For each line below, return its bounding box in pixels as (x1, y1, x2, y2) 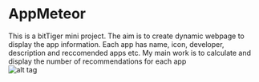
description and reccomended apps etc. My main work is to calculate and (8, 48, 251, 57)
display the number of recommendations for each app (8, 57, 187, 66)
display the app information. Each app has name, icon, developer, (8, 39, 225, 49)
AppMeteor (8, 5, 87, 23)
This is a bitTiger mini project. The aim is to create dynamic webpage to (8, 31, 245, 41)
